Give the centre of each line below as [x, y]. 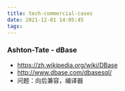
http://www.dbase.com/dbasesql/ [64, 72]
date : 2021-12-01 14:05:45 [45, 20]
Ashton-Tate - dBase [42, 50]
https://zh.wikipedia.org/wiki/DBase [67, 65]
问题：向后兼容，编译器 [50, 80]
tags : [15, 26]
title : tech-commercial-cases [50, 13]
